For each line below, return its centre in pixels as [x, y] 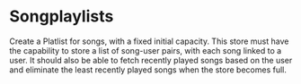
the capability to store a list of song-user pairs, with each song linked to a [146, 50]
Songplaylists [62, 17]
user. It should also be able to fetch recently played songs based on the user [151, 60]
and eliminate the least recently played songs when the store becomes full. [148, 70]
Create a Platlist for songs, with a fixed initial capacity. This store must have [149, 41]
